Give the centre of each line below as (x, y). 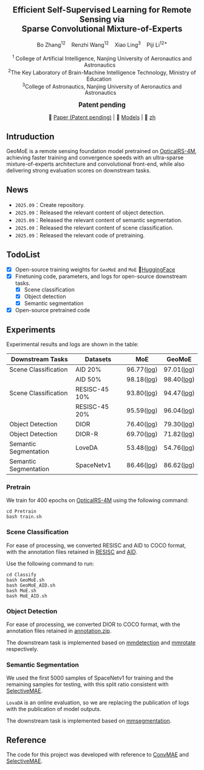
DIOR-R (87, 434)
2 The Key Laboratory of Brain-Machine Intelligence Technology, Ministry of (102, 72)
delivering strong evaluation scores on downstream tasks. (79, 171)
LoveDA (87, 448)
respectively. (22, 649)
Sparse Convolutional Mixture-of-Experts (102, 29)
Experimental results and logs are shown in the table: (73, 344)
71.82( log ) (179, 434)
